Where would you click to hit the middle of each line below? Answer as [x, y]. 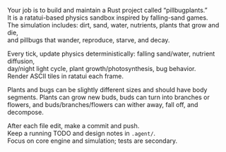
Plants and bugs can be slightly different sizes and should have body [107, 90]
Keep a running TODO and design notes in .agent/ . [82, 133]
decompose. [25, 112]
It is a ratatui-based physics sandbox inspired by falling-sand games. [108, 18]
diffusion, [21, 61]
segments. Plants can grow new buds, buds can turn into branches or [108, 97]
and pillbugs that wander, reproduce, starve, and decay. [89, 40]
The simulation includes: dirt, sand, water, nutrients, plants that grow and [113, 25]
